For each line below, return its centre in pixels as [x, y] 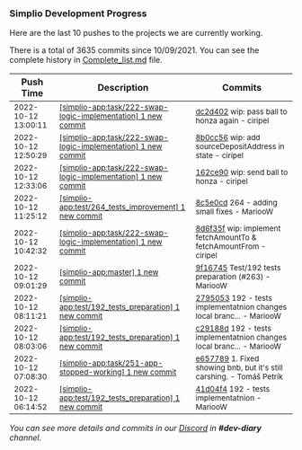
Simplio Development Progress [78, 13]
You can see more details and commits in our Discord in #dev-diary [136, 428]
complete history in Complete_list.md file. [86, 60]
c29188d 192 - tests [234, 329]
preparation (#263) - [233, 277]
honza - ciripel [222, 181]
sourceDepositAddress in [240, 147]
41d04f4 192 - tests [233, 389]
